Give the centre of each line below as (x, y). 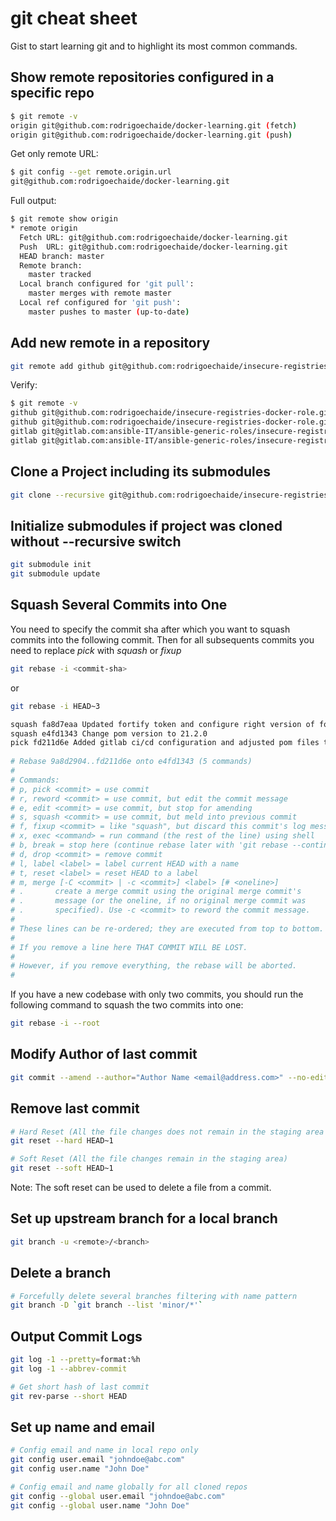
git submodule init (51, 565)
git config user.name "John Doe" (80, 1469)
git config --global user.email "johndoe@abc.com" (118, 1496)
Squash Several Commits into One (119, 605)
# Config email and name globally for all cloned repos (129, 1487)
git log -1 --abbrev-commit (69, 1368)
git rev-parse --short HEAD (69, 1396)
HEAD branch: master (62, 256)
